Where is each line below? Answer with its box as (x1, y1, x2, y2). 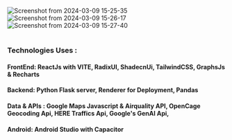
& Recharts (7, 70, 40, 78)
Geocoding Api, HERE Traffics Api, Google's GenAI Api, (7, 109, 169, 117)
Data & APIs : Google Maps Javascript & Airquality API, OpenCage (7, 101, 201, 110)
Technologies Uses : (7, 46, 78, 55)
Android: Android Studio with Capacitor (7, 125, 124, 133)
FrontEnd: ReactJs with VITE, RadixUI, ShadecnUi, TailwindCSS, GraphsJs (7, 62, 226, 71)
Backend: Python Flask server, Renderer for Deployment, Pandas (7, 86, 199, 94)
